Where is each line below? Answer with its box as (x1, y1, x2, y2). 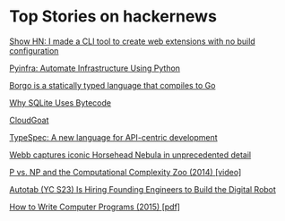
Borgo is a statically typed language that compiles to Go (9, 80, 216, 90)
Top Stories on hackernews (9, 6, 218, 27)
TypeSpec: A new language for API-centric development (9, 132, 218, 142)
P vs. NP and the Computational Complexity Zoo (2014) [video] (9, 166, 242, 177)
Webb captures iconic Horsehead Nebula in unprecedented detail (9, 149, 252, 160)
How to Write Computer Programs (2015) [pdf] (9, 201, 181, 212)
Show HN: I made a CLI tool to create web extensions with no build (9, 36, 255, 47)
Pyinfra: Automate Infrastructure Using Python (9, 63, 181, 73)
